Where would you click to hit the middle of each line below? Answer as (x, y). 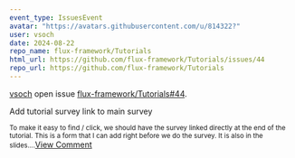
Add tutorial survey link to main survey (81, 111)
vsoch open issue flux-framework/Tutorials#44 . (98, 93)
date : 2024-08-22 (42, 43)
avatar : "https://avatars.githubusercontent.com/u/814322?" (125, 26)
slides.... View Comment (51, 144)
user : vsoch (32, 34)
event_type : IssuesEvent (56, 18)
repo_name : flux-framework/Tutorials (81, 51)
